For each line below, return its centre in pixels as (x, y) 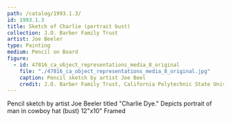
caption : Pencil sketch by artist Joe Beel (83, 78)
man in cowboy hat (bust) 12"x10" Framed (66, 111)
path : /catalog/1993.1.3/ (44, 13)
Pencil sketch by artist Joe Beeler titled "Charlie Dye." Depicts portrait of (110, 103)
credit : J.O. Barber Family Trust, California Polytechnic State (115, 84)
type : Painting (29, 45)
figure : (18, 59)
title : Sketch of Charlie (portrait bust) (69, 26)
